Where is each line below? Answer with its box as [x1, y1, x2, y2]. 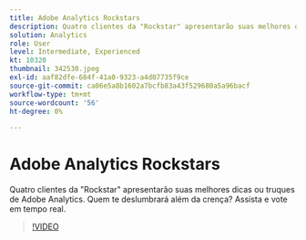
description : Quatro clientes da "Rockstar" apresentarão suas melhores [9, 22, 291, 31]
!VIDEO [31, 221, 59, 233]
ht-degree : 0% [9, 107, 64, 116]
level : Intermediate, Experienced [9, 47, 141, 57]
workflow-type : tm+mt [9, 89, 92, 99]
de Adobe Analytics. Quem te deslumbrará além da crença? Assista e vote [9, 193, 289, 205]
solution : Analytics [9, 30, 88, 39]
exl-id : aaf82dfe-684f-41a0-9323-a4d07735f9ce [9, 73, 189, 82]
